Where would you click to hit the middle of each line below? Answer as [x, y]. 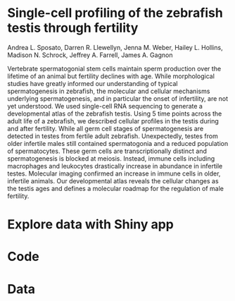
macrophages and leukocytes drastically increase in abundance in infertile [115, 166]
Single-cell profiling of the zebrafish [115, 13]
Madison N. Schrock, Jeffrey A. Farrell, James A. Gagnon [90, 55]
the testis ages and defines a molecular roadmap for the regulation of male [115, 188]
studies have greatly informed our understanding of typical [93, 83]
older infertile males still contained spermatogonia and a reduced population [118, 143]
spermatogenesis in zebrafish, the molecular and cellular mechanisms [109, 91]
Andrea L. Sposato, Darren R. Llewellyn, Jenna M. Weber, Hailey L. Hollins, [115, 47]
